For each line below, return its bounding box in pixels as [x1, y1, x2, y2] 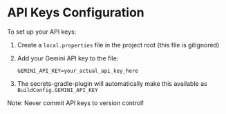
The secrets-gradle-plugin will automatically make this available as [17, 79, 207, 87]
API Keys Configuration [7, 5, 145, 21]
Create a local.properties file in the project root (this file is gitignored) [17, 41, 220, 49]
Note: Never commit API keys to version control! [7, 98, 144, 107]
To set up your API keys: [7, 27, 77, 36]
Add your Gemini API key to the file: [17, 54, 119, 62]
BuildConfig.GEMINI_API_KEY [17, 87, 98, 93]
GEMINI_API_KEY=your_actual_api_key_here [17, 67, 138, 74]
